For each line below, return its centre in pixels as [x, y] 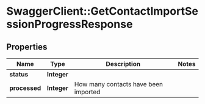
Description [123, 64]
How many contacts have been [119, 84]
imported [87, 92]
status [19, 74]
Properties [27, 47]
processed [25, 88]
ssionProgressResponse [70, 24]
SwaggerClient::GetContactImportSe [102, 11]
